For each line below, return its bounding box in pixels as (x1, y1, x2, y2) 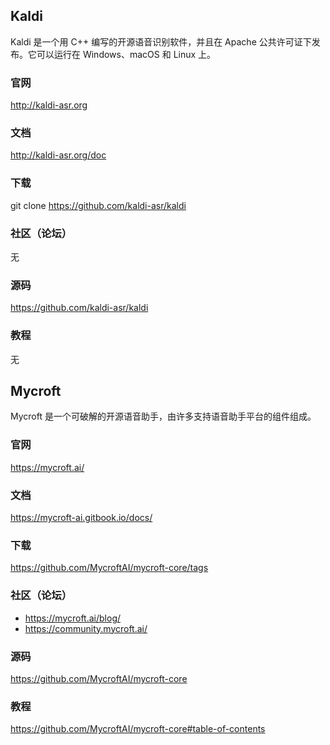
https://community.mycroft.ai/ (24, 622, 148, 634)
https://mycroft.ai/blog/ (24, 612, 122, 624)
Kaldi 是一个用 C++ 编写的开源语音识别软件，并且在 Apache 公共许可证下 (10, 35, 312, 48)
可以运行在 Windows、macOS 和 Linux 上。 (36, 48, 217, 60)
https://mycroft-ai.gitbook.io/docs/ (10, 512, 153, 523)
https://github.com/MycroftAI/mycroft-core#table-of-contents (10, 723, 266, 735)
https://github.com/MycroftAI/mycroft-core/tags (10, 562, 209, 574)
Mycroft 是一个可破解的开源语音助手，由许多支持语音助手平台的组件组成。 (10, 410, 317, 423)
